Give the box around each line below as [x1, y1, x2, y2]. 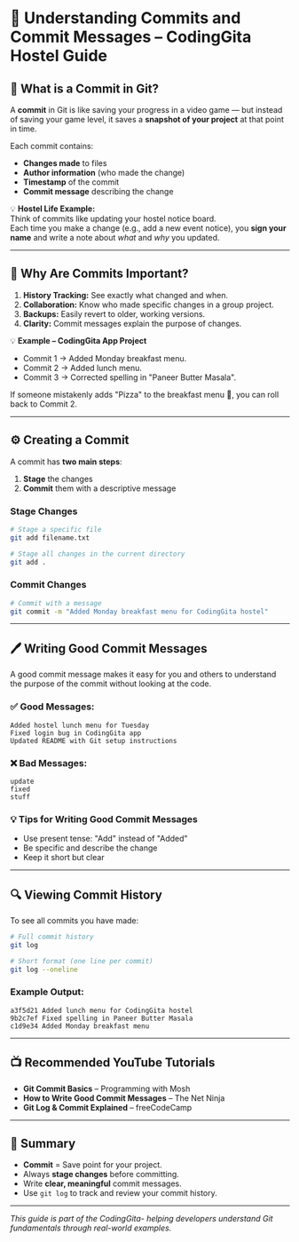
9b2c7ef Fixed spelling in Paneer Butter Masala [10, 1014, 193, 1023]
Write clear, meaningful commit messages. [22, 1178, 183, 1189]
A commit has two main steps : [10, 456, 122, 467]
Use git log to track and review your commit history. [22, 1188, 217, 1198]
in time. [10, 123, 38, 134]
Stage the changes [22, 473, 93, 484]
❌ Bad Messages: [10, 756, 88, 769]
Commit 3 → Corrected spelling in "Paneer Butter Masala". [22, 372, 237, 383]
